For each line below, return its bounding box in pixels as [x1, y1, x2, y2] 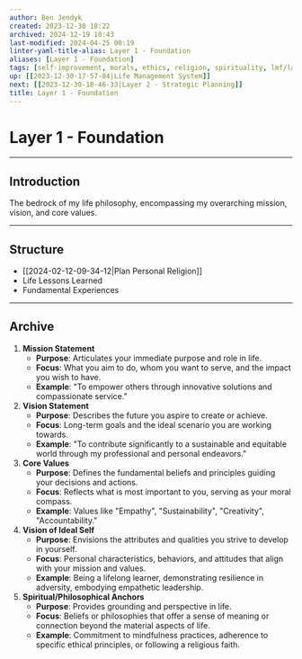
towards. [35, 429, 69, 440]
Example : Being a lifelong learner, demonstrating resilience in [35, 572, 263, 583]
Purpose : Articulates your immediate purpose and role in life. [35, 352, 262, 363]
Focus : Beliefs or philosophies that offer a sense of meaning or [35, 610, 270, 621]
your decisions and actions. [35, 476, 138, 487]
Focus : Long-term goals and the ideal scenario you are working [35, 419, 272, 430]
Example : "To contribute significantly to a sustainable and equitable [35, 438, 288, 450]
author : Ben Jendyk [9, 13, 83, 22]
